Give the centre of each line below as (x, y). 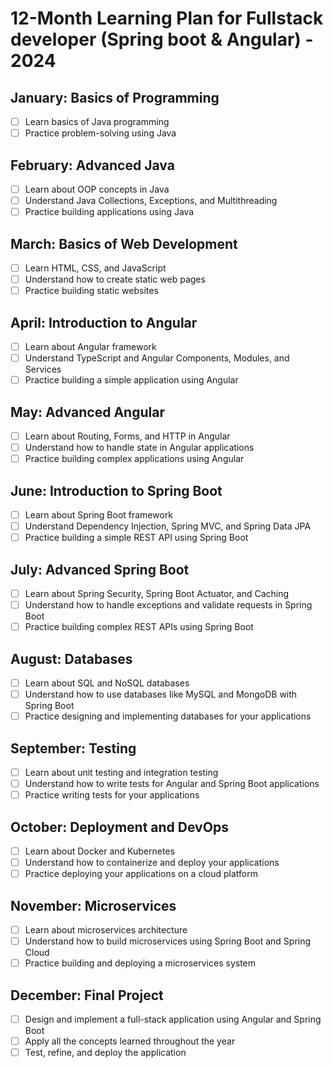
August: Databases (71, 658)
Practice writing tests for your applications (112, 795)
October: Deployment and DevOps (119, 827)
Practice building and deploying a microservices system (140, 963)
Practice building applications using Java (109, 212)
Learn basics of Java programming (97, 121)
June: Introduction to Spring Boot (116, 490)
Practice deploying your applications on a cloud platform (141, 874)
